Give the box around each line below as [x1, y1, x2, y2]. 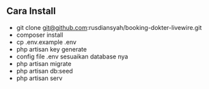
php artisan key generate [16, 45, 87, 53]
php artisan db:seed [16, 67, 73, 75]
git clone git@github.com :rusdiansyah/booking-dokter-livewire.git [16, 23, 202, 31]
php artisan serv [16, 74, 63, 82]
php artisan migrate [16, 59, 72, 67]
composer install [16, 31, 64, 39]
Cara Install [6, 5, 56, 17]
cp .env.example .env [16, 37, 76, 46]
